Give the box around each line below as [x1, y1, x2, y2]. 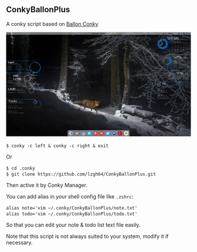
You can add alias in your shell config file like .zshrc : [6, 193, 134, 200]
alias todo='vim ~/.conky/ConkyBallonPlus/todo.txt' [6, 211, 138, 217]
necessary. [6, 239, 33, 246]
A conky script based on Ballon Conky [6, 20, 98, 27]
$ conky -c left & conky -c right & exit [6, 143, 109, 149]
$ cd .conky [6, 165, 35, 171]
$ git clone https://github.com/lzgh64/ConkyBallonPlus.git [6, 171, 157, 177]
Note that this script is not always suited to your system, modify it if [6, 233, 169, 240]
